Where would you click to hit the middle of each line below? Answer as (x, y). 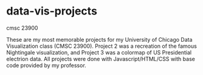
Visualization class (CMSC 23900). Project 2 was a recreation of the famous (102, 46)
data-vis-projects (52, 11)
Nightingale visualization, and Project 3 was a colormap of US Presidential (99, 52)
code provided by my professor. (46, 65)
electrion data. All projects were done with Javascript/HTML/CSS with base (101, 59)
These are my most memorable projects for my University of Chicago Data (99, 39)
